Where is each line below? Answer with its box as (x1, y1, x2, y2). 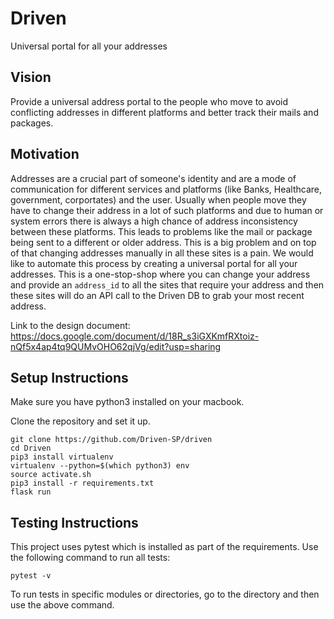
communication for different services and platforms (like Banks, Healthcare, (10, 183, 323, 195)
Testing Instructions (10, 514, 139, 531)
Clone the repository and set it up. (10, 415, 151, 427)
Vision (10, 69, 52, 86)
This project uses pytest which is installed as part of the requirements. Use (10, 541, 319, 553)
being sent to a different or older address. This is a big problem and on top (10, 236, 317, 248)
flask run (10, 487, 52, 497)
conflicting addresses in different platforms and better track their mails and (10, 106, 319, 118)
